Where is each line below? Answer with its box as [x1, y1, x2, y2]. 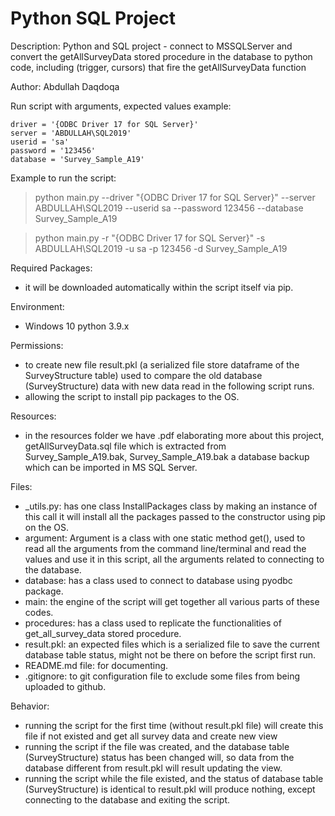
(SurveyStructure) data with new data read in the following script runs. [24, 380, 315, 392]
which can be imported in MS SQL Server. [24, 461, 198, 473]
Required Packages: [10, 262, 93, 274]
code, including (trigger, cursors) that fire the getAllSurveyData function [10, 61, 307, 73]
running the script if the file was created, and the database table [24, 740, 290, 752]
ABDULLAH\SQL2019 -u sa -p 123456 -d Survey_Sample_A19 [34, 242, 288, 254]
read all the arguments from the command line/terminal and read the [24, 542, 307, 554]
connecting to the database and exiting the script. [24, 793, 231, 806]
